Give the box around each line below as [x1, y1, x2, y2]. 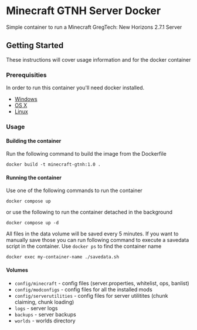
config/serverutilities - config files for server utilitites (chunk [14, 292, 168, 299]
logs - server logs [14, 304, 58, 312]
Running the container [6, 174, 62, 181]
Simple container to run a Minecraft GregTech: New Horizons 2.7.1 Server [6, 23, 182, 31]
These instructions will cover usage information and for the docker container [6, 56, 191, 63]
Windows [14, 96, 38, 103]
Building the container [6, 137, 62, 144]
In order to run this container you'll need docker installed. [6, 84, 145, 92]
